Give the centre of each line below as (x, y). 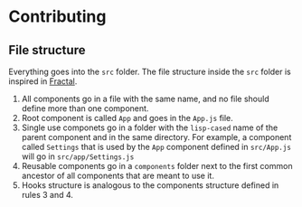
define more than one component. (85, 108)
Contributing (57, 17)
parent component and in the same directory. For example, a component (156, 137)
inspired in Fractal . (43, 81)
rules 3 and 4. (47, 195)
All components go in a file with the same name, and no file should (146, 99)
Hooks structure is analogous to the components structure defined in (150, 185)
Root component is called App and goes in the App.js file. (127, 118)
